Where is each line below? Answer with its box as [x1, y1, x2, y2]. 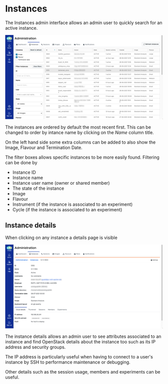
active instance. [5, 25, 38, 31]
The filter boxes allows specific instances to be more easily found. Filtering [5, 154, 159, 160]
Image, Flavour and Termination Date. [5, 144, 82, 151]
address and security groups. [5, 344, 66, 350]
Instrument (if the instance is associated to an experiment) [12, 201, 133, 207]
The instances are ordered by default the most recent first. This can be [5, 124, 151, 130]
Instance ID [12, 169, 36, 175]
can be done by [5, 159, 37, 166]
